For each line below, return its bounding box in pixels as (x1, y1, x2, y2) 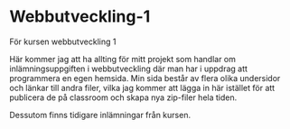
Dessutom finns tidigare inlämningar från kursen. (9, 109, 192, 120)
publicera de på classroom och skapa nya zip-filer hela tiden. (9, 92, 238, 103)
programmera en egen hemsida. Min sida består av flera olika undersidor (9, 72, 281, 83)
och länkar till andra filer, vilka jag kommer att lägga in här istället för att (9, 82, 276, 93)
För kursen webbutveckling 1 (9, 36, 117, 47)
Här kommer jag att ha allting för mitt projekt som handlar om (9, 53, 237, 64)
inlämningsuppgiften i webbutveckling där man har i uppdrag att (9, 63, 248, 74)
